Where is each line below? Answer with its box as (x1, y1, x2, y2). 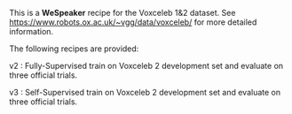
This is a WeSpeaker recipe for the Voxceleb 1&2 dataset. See (9, 8, 236, 18)
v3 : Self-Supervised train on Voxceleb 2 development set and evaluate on (9, 87, 281, 97)
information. (9, 27, 54, 36)
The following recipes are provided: (9, 43, 139, 54)
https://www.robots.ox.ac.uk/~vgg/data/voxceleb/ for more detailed (9, 17, 257, 27)
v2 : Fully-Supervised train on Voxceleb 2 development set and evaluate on (9, 61, 284, 71)
